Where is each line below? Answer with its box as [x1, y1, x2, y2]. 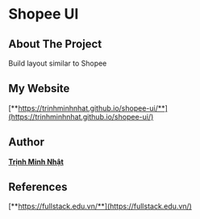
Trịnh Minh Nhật [8, 157, 65, 166]
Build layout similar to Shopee [8, 58, 107, 68]
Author [8, 135, 44, 150]
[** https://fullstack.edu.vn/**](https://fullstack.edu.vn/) [8, 201, 192, 211]
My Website [8, 82, 70, 95]
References [8, 180, 68, 194]
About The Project [8, 37, 102, 51]
